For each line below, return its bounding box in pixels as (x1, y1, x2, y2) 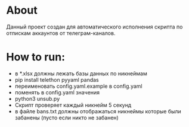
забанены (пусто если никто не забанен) (14, 114, 119, 121)
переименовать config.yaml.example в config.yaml (14, 82, 142, 90)
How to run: (6, 50, 66, 64)
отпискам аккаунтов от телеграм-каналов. (6, 29, 116, 36)
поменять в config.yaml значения (14, 88, 100, 96)
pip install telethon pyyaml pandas (14, 76, 100, 83)
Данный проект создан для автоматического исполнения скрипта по (6, 23, 183, 30)
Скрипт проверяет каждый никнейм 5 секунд (14, 101, 132, 109)
